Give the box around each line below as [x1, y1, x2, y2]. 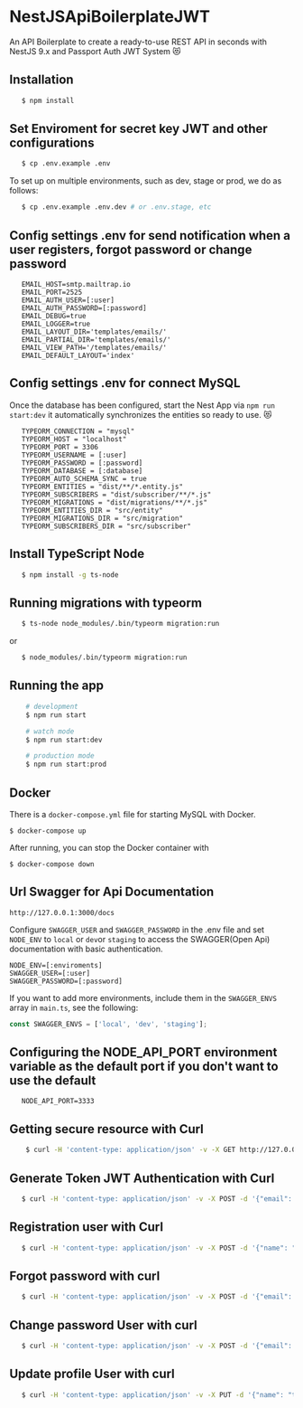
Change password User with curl [9, 1318, 197, 1333]
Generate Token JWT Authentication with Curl [9, 1170, 275, 1186]
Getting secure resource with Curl [9, 1121, 205, 1137]
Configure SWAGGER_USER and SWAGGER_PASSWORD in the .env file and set [9, 924, 264, 935]
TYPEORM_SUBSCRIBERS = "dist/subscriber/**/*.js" [21, 490, 212, 499]
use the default [9, 1073, 96, 1089]
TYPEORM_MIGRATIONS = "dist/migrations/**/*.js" [21, 497, 207, 507]
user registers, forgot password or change [9, 241, 252, 257]
